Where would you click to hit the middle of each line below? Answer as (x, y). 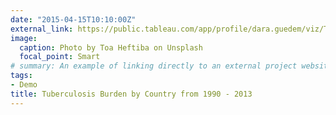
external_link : (42, 29)
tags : (21, 76)
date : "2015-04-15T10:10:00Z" (73, 19)
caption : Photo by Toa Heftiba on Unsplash (111, 47)
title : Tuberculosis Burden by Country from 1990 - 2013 (131, 94)
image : (24, 38)
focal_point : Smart (60, 57)
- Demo (24, 85)
